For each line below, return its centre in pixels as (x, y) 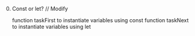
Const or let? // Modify (40, 9)
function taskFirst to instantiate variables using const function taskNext (100, 20)
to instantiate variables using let (51, 27)
